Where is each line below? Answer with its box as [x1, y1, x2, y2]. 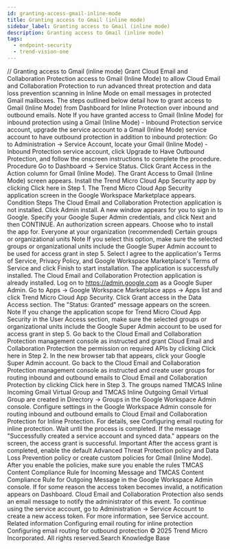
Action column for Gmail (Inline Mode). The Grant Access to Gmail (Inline [7, 169, 213, 177]
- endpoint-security [13, 42, 72, 49]
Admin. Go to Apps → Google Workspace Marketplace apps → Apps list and [7, 285, 222, 294]
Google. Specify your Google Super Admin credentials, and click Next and [7, 213, 216, 221]
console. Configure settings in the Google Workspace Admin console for [7, 402, 212, 410]
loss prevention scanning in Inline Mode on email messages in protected [7, 89, 211, 97]
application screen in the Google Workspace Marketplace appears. [7, 191, 196, 199]
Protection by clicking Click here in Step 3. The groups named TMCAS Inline [7, 380, 222, 388]
